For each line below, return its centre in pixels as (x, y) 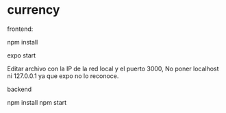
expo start (22, 55)
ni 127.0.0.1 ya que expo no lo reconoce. (63, 76)
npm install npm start (37, 102)
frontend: (20, 29)
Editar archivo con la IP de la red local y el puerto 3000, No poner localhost (113, 68)
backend (20, 89)
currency (34, 10)
